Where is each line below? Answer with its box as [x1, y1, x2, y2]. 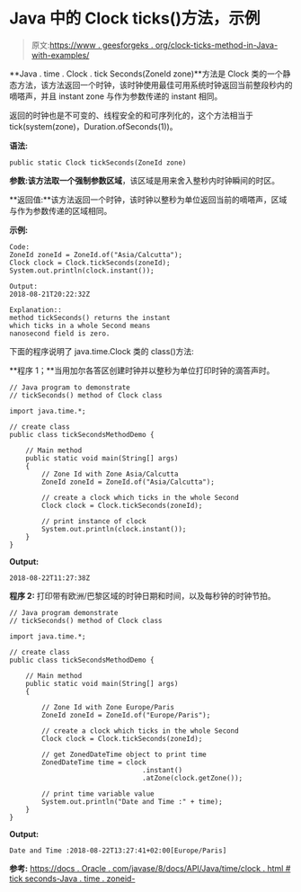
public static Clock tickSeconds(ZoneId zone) [9, 158, 187, 167]
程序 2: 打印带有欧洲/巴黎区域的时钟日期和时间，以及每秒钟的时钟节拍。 [9, 590, 276, 601]
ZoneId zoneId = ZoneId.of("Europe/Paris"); [41, 710, 211, 719]
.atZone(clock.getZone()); [142, 773, 243, 782]
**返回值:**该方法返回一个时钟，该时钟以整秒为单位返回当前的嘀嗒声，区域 [9, 194, 288, 205]
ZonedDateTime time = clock [41, 757, 146, 767]
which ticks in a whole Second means [9, 321, 151, 330]
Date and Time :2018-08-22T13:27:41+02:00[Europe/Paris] [9, 846, 227, 855]
